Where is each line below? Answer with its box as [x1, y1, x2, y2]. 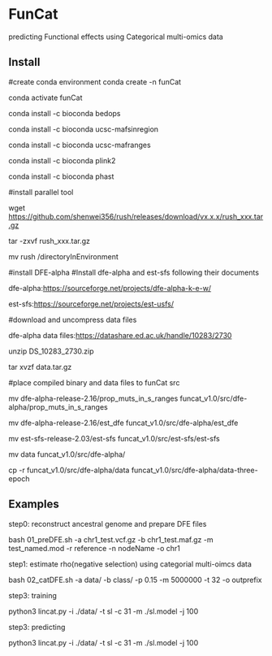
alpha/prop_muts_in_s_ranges [8, 402, 108, 411]
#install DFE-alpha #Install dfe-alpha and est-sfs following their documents [8, 267, 260, 277]
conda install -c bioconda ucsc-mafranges [8, 140, 152, 150]
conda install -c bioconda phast [8, 172, 114, 181]
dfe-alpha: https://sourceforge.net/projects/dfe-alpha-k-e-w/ [8, 283, 212, 293]
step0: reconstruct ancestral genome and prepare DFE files [8, 519, 207, 528]
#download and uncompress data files [8, 315, 137, 324]
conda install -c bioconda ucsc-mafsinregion [8, 124, 159, 134]
